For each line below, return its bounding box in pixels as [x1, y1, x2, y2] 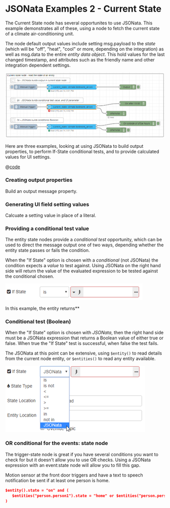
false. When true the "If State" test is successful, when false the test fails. [5, 340, 159, 346]
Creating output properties [5, 176, 73, 183]
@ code [5, 164, 20, 170]
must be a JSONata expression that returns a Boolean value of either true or [5, 335, 164, 341]
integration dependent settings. [5, 62, 71, 68]
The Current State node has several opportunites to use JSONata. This [5, 20, 153, 26]
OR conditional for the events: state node [5, 440, 108, 447]
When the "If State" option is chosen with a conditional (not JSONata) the [5, 257, 158, 263]
